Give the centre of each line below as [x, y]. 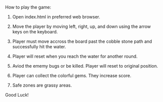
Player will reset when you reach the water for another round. [75, 56]
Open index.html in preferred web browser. [56, 17]
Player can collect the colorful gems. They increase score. [72, 76]
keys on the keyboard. [35, 32]
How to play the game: [28, 7]
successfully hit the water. [39, 47]
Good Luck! [17, 95]
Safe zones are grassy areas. [42, 85]
